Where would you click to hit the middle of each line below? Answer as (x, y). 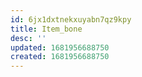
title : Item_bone (46, 29)
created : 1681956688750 (60, 57)
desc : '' (28, 38)
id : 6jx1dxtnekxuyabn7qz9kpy (71, 19)
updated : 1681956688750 (60, 47)
